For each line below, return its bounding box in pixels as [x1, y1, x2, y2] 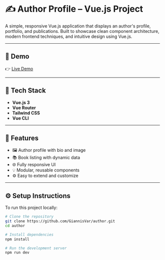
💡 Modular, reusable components [12, 167, 80, 173]
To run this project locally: [5, 204, 58, 211]
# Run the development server [5, 246, 67, 251]
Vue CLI [12, 115, 29, 121]
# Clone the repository [5, 214, 54, 219]
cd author [5, 223, 26, 228]
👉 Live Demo [5, 65, 33, 71]
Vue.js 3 [12, 99, 30, 105]
